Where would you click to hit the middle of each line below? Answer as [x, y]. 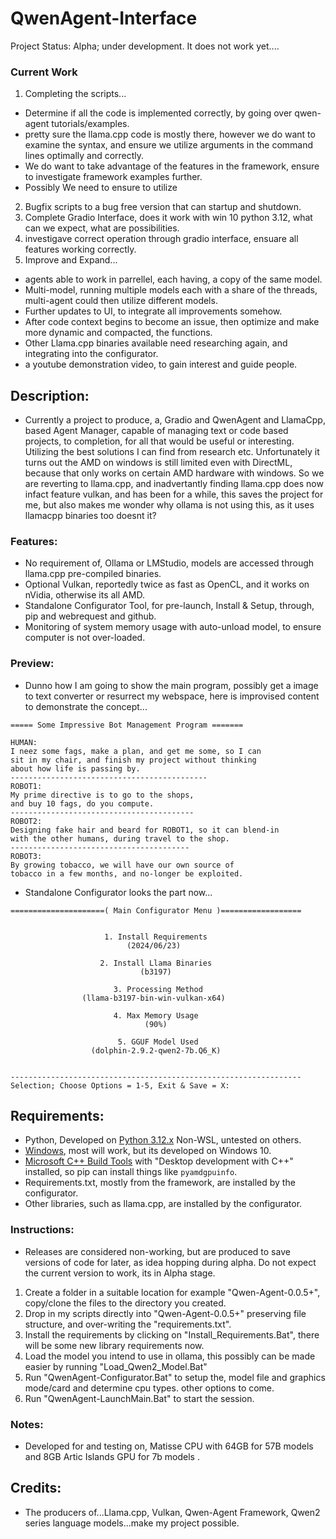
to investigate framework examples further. [113, 177]
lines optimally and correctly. [84, 156]
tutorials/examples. [90, 124]
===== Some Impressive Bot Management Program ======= [127, 725]
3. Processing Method [158, 989]
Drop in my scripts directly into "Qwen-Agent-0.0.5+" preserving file [165, 1313]
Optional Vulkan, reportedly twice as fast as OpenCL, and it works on [167, 584]
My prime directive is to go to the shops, [102, 795]
